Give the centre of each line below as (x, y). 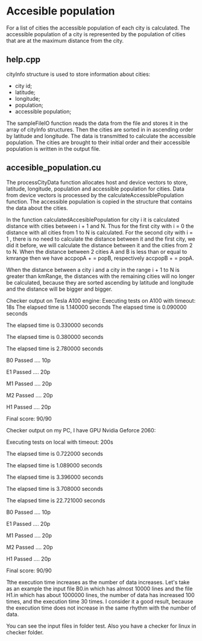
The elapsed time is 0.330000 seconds (55, 325)
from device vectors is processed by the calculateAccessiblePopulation (95, 195)
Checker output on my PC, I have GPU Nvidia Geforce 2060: (81, 430)
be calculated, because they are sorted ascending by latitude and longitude (100, 282)
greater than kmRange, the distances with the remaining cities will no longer (100, 276)
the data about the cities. (37, 208)
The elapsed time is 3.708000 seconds (55, 488)
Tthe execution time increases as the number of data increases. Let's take (98, 582)
